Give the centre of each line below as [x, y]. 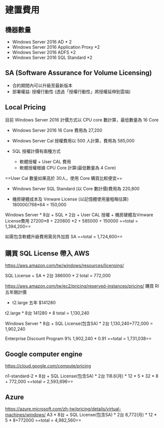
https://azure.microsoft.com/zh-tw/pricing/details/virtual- [63, 409]
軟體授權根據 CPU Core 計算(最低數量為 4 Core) [68, 168]
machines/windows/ [25, 415]
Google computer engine [44, 354]
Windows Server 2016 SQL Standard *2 [52, 57]
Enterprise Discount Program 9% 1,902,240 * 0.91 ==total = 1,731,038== [78, 339]
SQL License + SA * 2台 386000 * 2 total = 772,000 [58, 276]
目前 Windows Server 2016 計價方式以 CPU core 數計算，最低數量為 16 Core [82, 120]
